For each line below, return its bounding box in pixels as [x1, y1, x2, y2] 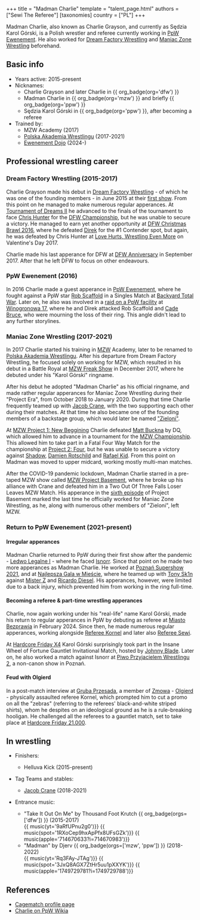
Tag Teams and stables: [14, 776, 73, 783]
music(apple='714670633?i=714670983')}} [23, 835, 130, 843]
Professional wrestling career [6, 156, 118, 167]
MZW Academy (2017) [23, 126, 79, 134]
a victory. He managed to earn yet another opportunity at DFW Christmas [6, 220, 187, 227]
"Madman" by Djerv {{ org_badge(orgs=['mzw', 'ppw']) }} [23, 842, 165, 849]
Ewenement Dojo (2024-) [23, 139, 87, 146]
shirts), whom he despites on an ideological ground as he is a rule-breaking [6, 706, 192, 713]
